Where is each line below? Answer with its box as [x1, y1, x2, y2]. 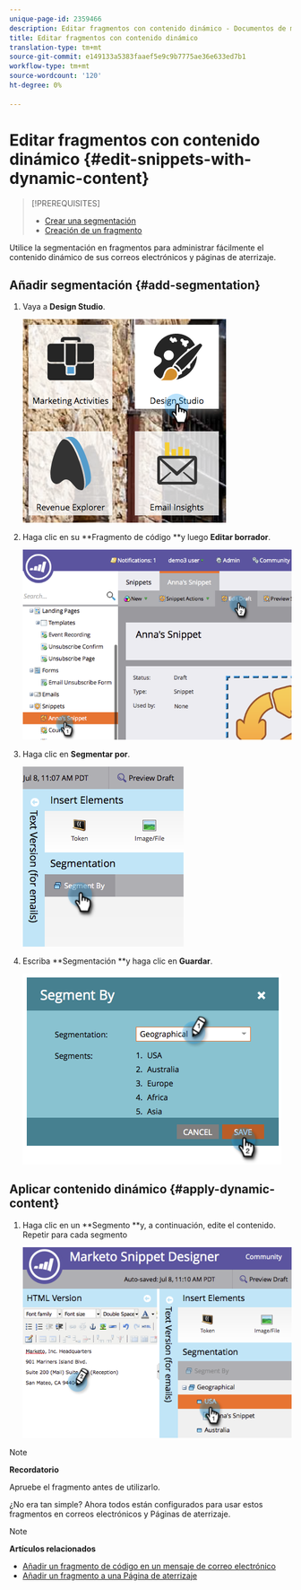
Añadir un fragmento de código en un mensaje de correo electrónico [21, 1560, 276, 1571]
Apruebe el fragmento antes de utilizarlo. [9, 1481, 161, 1492]
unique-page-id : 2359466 [9, 14, 102, 23]
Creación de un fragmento [44, 224, 142, 235]
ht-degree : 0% [9, 81, 63, 90]
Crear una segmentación [44, 215, 136, 226]
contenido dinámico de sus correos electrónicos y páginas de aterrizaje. [9, 251, 276, 262]
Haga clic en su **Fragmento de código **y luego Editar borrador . [21, 532, 271, 543]
